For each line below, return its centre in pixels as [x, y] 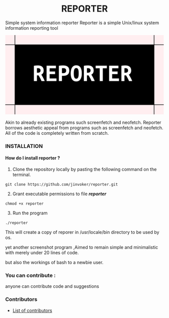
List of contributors [32, 310]
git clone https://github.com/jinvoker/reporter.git [62, 185]
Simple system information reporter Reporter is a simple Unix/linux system [82, 23]
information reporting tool [32, 28]
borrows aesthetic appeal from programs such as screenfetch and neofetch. [84, 128]
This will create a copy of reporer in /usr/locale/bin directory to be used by [82, 232]
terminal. [22, 175]
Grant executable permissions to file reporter [59, 194]
